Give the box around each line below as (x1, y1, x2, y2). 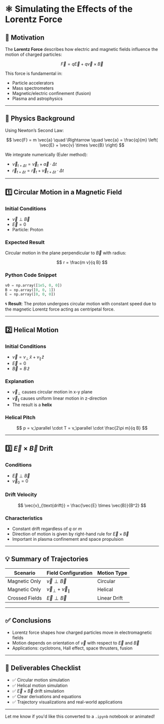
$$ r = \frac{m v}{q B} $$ (56, 260, 108, 265)
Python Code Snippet (5, 272, 57, 279)
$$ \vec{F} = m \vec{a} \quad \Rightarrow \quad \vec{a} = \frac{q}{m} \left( (6, 137, 158, 143)
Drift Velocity (5, 491, 38, 498)
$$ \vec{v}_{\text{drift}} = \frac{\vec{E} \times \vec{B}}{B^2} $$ (18, 502, 146, 508)
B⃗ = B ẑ (12, 365, 30, 371)
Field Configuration (46, 569, 93, 576)
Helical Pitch (5, 414, 36, 421)
